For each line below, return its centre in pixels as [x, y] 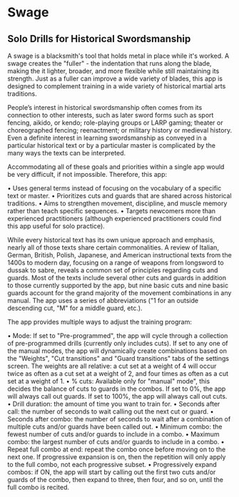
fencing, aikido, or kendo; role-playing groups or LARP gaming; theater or [115, 123]
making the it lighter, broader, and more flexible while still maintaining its [113, 71]
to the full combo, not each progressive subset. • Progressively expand [112, 465]
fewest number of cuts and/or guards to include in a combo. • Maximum [113, 434]
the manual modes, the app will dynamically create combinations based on [117, 351]
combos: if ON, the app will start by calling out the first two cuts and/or [112, 472]
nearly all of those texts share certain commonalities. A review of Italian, [113, 247]
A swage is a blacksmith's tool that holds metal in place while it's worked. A [118, 56]
